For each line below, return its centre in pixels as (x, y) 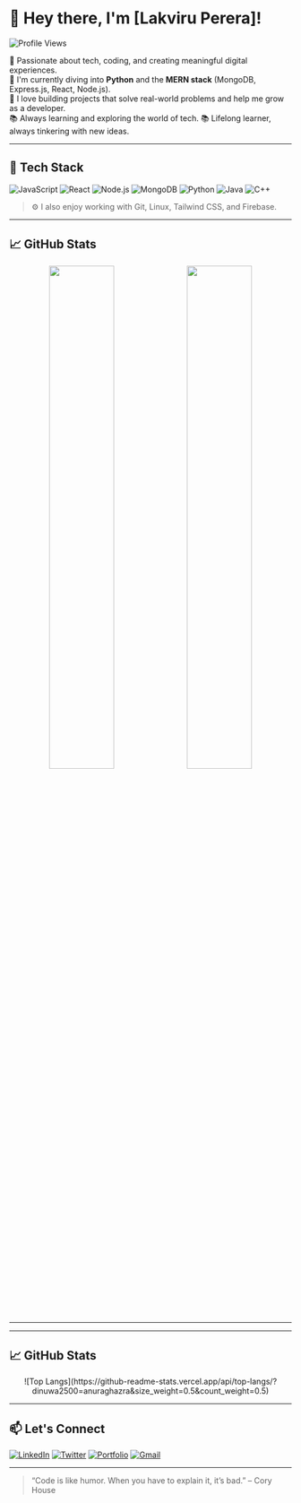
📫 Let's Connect (57, 1429)
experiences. (34, 70)
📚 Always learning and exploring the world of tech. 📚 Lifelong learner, (140, 118)
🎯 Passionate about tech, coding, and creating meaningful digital (129, 60)
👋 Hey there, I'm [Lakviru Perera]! (136, 18)
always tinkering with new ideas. (69, 131)
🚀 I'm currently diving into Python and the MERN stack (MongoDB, (133, 79)
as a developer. (38, 108)
